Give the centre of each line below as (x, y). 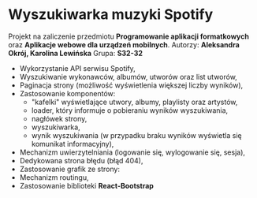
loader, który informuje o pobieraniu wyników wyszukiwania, (130, 110)
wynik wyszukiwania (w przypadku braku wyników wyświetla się (136, 135)
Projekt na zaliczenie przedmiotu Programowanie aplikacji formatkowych (129, 36)
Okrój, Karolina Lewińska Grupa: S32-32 (76, 53)
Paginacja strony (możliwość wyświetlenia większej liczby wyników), (131, 85)
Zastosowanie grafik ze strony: (70, 169)
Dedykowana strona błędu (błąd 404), (81, 160)
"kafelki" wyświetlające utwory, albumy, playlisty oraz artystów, (134, 102)
